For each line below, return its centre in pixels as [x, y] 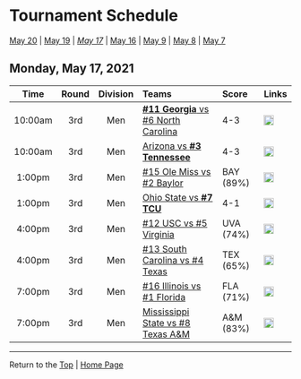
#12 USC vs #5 [175, 223]
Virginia [158, 234]
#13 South [165, 249]
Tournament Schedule [94, 16]
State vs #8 [166, 323]
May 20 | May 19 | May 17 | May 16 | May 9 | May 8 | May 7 [117, 40]
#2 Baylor [163, 183]
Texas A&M [166, 334]
